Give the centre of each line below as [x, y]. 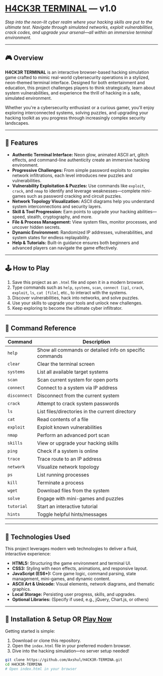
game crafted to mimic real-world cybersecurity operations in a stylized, [77, 77]
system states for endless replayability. [51, 237]
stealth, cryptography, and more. [60, 217]
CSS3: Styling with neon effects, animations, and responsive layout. [80, 568]
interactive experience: [28, 554]
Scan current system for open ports [78, 380]
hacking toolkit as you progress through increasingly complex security [75, 118]
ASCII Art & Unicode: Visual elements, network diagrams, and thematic [83, 584]
